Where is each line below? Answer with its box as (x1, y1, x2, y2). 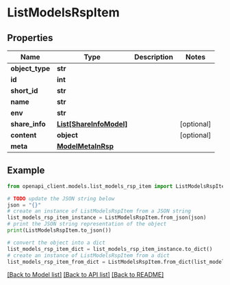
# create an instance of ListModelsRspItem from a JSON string (7, 208, 192, 215)
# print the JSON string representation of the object (7, 221, 167, 228)
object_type (10, 64, 51, 73)
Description (134, 53, 173, 62)
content (10, 131, 37, 139)
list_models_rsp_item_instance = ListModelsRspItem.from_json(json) (7, 214, 207, 221)
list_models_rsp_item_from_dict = (7, 258, 106, 265)
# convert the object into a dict (7, 239, 106, 246)
